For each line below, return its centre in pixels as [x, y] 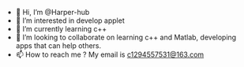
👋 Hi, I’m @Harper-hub [53, 12]
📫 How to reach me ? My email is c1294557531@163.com [110, 54]
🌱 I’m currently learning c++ [61, 29]
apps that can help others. [58, 46]
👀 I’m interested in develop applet [70, 20]
